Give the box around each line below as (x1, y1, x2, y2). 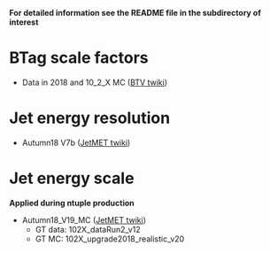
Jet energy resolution (9, 108, 171, 128)
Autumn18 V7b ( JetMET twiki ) (21, 137, 131, 148)
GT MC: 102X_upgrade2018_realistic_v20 (35, 234, 185, 244)
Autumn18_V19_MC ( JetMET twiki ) (21, 214, 146, 225)
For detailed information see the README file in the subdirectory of (9, 8, 261, 18)
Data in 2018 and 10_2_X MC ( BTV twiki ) (21, 77, 168, 88)
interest (9, 17, 39, 27)
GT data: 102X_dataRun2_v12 (35, 224, 141, 234)
